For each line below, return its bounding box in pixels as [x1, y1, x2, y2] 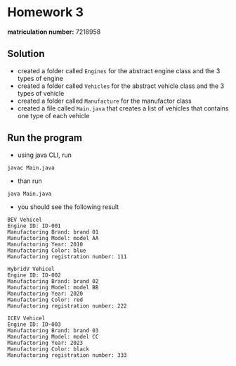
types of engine [17, 74, 63, 82]
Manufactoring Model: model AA [7, 234, 99, 241]
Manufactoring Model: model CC [7, 333, 99, 340]
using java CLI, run [17, 151, 72, 159]
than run [17, 177, 42, 185]
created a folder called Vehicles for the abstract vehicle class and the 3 [17, 82, 225, 90]
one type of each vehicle [17, 111, 90, 120]
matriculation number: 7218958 [7, 27, 101, 36]
